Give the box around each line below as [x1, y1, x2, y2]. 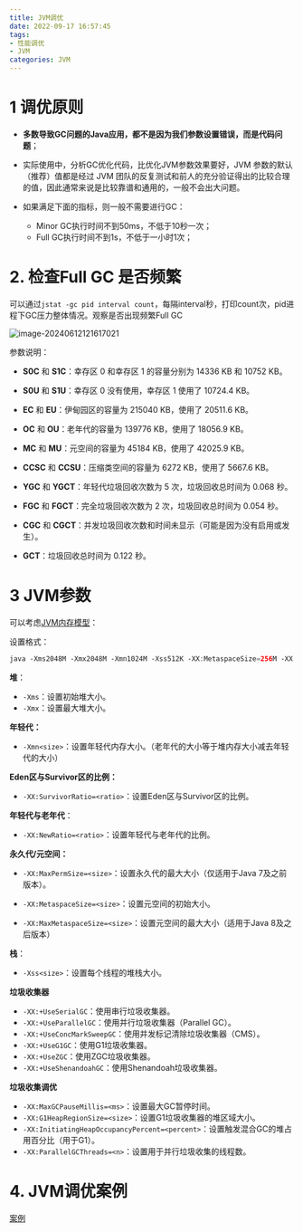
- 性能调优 [9, 38, 45, 48]
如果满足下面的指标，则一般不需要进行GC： [22, 201, 185, 212]
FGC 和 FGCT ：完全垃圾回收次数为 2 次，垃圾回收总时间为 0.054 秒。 [22, 500, 283, 511]
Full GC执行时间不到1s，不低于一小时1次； [35, 232, 193, 243]
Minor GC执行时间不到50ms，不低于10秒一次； [35, 220, 213, 231]
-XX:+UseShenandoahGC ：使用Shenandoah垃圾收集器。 [22, 1062, 223, 1073]
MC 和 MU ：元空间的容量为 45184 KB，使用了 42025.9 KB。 [22, 443, 250, 454]
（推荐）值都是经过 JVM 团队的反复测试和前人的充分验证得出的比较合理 [22, 170, 290, 181]
